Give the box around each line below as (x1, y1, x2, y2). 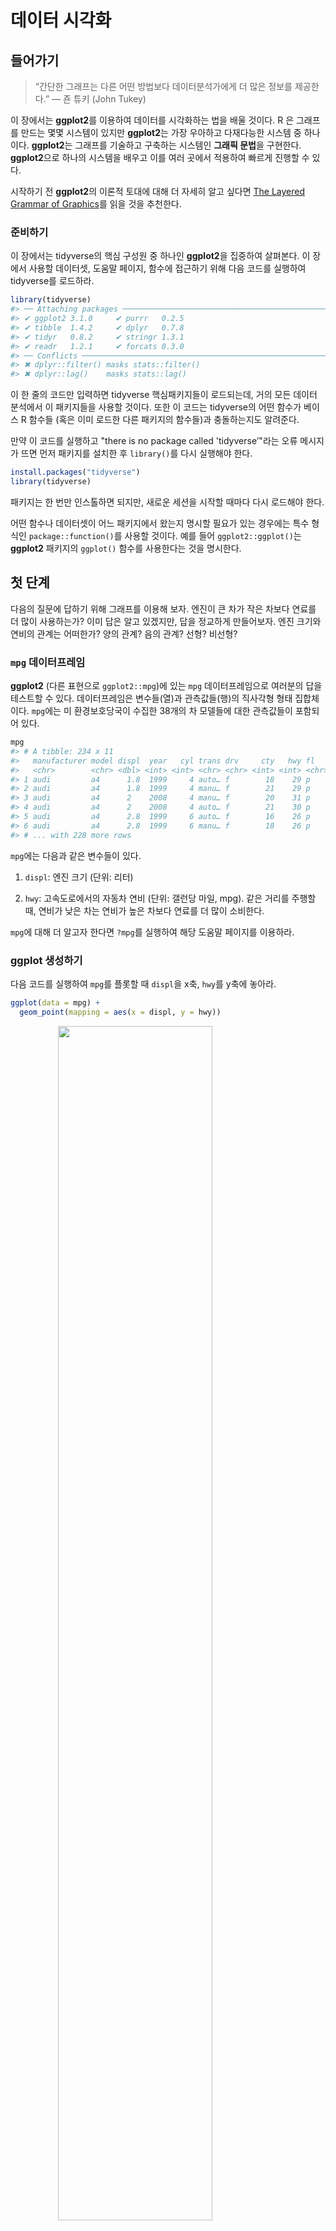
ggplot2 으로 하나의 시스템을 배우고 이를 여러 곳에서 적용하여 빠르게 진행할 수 (10, 152, 310, 163)
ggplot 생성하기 (10, 953, 83, 967)
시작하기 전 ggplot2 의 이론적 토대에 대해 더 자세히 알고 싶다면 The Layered (10, 186, 305, 197)
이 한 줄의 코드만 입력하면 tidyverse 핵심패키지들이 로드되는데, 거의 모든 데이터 (10, 389, 318, 401)
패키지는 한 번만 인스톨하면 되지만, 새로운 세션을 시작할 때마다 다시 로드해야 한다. (10, 496, 325, 508)
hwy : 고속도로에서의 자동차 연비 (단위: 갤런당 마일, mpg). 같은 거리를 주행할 (24, 892, 317, 904)
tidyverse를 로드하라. (10, 275, 95, 287)
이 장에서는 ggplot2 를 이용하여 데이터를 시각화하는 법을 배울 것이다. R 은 (10, 114, 295, 126)
